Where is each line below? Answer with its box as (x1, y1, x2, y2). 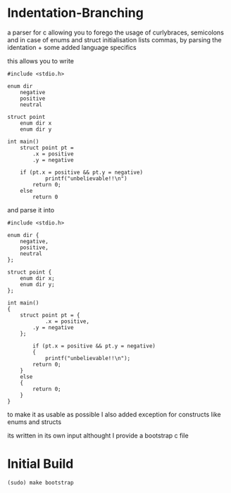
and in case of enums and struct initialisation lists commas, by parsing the (7, 35, 222, 44)
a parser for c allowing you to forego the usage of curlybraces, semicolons (7, 28, 224, 37)
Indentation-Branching (7, 5, 144, 21)
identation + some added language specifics (7, 43, 137, 51)
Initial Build (7, 456, 74, 472)
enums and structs (7, 417, 62, 426)
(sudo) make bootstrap (7, 479, 74, 486)
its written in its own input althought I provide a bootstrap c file (7, 431, 189, 440)
